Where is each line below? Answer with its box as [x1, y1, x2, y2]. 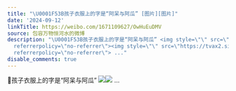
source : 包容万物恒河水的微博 [7, 29, 86, 37]
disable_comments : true [7, 56, 77, 63]
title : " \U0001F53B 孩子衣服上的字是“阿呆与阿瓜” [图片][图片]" [7, 10, 178, 17]
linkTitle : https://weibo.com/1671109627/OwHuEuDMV [7, 23, 162, 30]
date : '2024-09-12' [7, 17, 65, 24]
